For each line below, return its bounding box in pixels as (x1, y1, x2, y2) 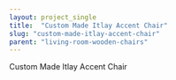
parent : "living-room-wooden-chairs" (9, 37, 149, 47)
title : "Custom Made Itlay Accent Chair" (9, 21, 168, 30)
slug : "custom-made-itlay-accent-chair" (9, 29, 161, 38)
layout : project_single (9, 12, 97, 22)
